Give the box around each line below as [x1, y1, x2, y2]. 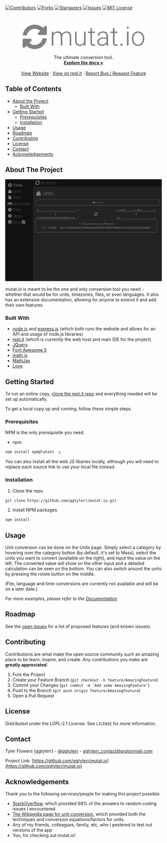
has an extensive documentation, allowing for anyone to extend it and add [5, 296, 157, 302]
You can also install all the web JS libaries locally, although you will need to [5, 459, 159, 465]
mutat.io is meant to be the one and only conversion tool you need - [5, 286, 144, 292]
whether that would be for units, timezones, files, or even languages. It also [5, 291, 159, 297]
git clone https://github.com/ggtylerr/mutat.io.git [5, 498, 117, 503]
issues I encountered [12, 806, 56, 812]
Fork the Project [12, 671, 46, 677]
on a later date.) [5, 586, 38, 592]
